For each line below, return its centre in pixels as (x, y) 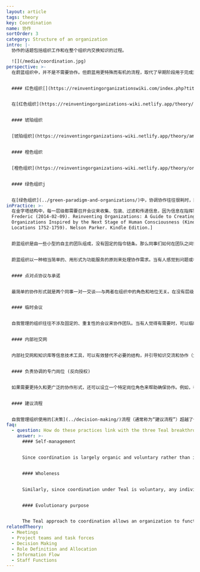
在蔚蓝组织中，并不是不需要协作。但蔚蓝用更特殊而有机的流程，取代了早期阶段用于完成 (102, 72)
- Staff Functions (35, 560)
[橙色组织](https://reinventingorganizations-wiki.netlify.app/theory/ (100, 168)
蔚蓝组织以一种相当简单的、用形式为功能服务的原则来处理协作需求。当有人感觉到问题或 (102, 260)
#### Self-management (49, 442)
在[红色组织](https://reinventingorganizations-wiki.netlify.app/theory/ (103, 104)
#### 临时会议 (27, 307)
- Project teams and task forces (53, 538)
